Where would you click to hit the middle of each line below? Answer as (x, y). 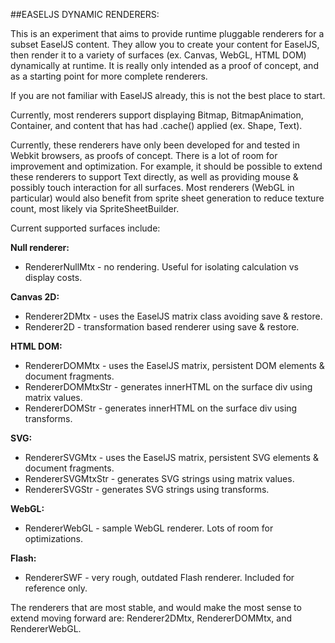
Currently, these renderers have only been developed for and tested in (155, 145)
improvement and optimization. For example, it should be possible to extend (166, 166)
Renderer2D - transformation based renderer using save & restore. (162, 327)
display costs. (53, 277)
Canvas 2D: (35, 297)
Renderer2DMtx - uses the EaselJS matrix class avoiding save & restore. (173, 316)
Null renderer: (40, 247)
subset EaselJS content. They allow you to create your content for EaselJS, (165, 44)
